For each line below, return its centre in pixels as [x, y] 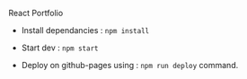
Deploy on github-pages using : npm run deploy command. [130, 65]
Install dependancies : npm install [85, 30]
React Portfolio [36, 13]
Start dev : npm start [60, 48]
